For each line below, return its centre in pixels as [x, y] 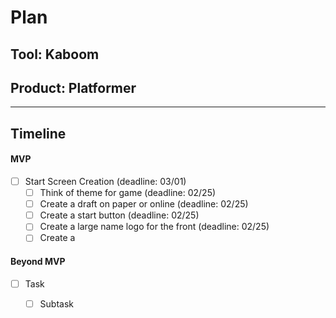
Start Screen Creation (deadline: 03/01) [105, 181]
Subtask [56, 303]
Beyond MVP [38, 261]
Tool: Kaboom [55, 54]
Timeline [38, 133]
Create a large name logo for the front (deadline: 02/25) [154, 227]
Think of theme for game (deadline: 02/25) [128, 193]
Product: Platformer [73, 87]
